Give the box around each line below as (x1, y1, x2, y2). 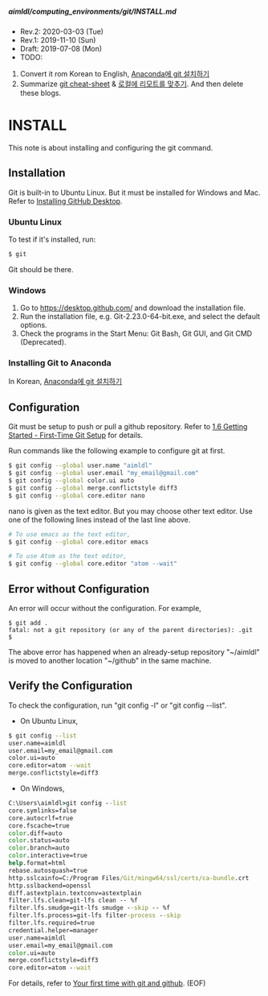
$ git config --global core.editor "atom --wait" (8, 560, 178, 568)
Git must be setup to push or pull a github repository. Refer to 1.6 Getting (8, 422, 248, 432)
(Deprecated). (19, 337, 67, 347)
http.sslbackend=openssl (8, 882, 91, 890)
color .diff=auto (8, 829, 63, 837)
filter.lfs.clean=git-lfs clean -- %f (8, 896, 138, 905)
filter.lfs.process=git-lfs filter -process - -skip (8, 911, 181, 920)
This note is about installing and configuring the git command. (8, 143, 213, 152)
